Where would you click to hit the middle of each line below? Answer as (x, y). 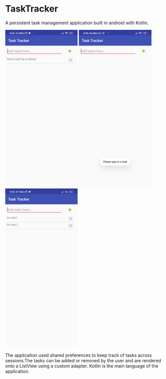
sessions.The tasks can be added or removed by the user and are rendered (83, 360)
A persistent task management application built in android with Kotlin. (77, 23)
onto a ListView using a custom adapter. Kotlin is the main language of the (82, 366)
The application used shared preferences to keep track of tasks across (78, 355)
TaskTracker (32, 9)
